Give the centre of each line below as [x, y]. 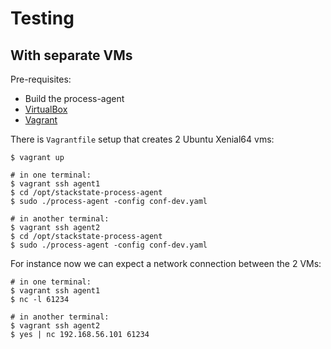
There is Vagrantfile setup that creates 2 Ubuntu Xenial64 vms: [142, 139]
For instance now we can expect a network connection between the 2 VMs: [166, 263]
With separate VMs [71, 55]
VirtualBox [46, 109]
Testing [42, 18]
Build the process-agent [74, 98]
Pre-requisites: [41, 79]
